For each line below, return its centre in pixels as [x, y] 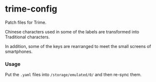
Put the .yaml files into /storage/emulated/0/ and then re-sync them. [73, 75]
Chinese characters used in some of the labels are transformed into [72, 32]
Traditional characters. [27, 37]
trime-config [31, 9]
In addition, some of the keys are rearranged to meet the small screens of [78, 46]
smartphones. [19, 51]
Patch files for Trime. [26, 22]
